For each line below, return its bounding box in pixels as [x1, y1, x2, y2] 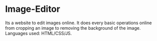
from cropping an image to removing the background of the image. [5, 25, 141, 31]
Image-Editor [5, 3, 60, 15]
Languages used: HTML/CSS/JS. [5, 30, 72, 36]
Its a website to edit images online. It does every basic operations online [5, 20, 152, 26]
